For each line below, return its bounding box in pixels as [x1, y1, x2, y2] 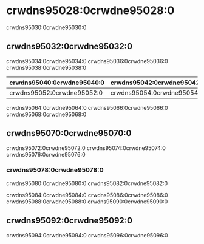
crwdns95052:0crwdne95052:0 [9, 89, 103, 97]
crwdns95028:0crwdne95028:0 [6, 4, 175, 18]
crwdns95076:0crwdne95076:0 [6, 151, 86, 158]
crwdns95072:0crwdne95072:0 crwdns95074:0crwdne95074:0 [6, 144, 166, 152]
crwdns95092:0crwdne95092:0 [6, 215, 132, 226]
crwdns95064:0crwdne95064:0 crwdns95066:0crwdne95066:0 [6, 104, 168, 111]
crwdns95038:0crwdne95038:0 [6, 64, 87, 71]
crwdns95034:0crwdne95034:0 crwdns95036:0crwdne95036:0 [6, 57, 168, 64]
